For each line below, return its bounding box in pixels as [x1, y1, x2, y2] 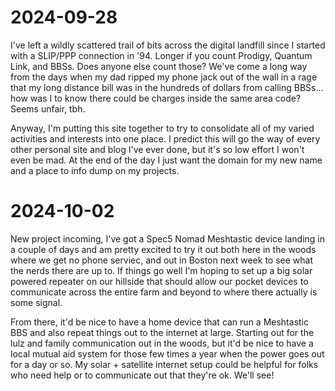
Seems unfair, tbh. [10, 102, 86, 115]
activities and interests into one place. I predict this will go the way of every [10, 132, 321, 145]
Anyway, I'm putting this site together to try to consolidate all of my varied [10, 122, 315, 134]
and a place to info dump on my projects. [10, 164, 180, 176]
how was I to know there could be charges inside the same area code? [10, 92, 302, 104]
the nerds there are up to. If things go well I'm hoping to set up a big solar [10, 264, 313, 276]
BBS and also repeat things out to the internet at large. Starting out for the [10, 326, 315, 338]
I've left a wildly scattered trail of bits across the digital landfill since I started [10, 39, 326, 51]
